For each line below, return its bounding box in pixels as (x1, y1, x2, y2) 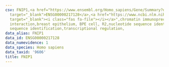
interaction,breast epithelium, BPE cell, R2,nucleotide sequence (10, 21, 152, 27)
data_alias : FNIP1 (5, 31, 44, 36)
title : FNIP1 (5, 54, 33, 59)
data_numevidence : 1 (5, 40, 49, 45)
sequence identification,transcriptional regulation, (10, 26, 125, 31)
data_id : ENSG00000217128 (5, 36, 59, 41)
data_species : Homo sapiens (5, 45, 64, 50)
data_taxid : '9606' (5, 49, 46, 54)
